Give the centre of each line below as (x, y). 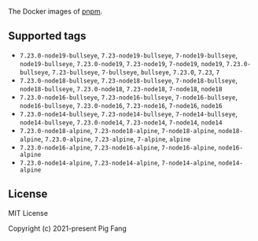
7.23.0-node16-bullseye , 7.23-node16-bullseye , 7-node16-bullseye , (129, 97)
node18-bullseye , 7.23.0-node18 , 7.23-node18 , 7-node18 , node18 (121, 88)
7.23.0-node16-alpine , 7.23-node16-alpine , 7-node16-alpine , (118, 147)
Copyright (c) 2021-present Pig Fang (68, 228)
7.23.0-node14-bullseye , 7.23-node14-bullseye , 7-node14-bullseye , (129, 113)
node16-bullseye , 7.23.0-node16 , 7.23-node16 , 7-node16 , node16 (121, 105)
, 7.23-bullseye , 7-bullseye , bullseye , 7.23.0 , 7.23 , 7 (134, 72)
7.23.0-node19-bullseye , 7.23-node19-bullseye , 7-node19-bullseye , (129, 55)
